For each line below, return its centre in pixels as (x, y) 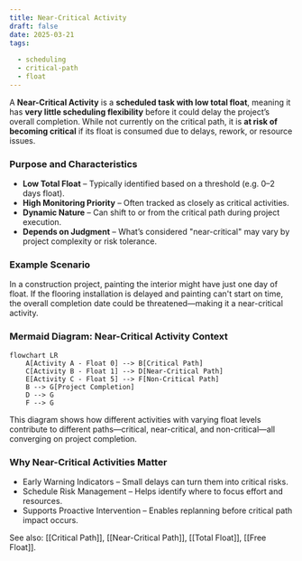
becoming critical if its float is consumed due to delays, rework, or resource (151, 131)
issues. (23, 140)
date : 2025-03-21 (42, 34)
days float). (43, 193)
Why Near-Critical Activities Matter (88, 462)
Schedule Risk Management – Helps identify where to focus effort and (152, 491)
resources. (42, 500)
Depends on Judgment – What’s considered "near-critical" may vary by (156, 232)
